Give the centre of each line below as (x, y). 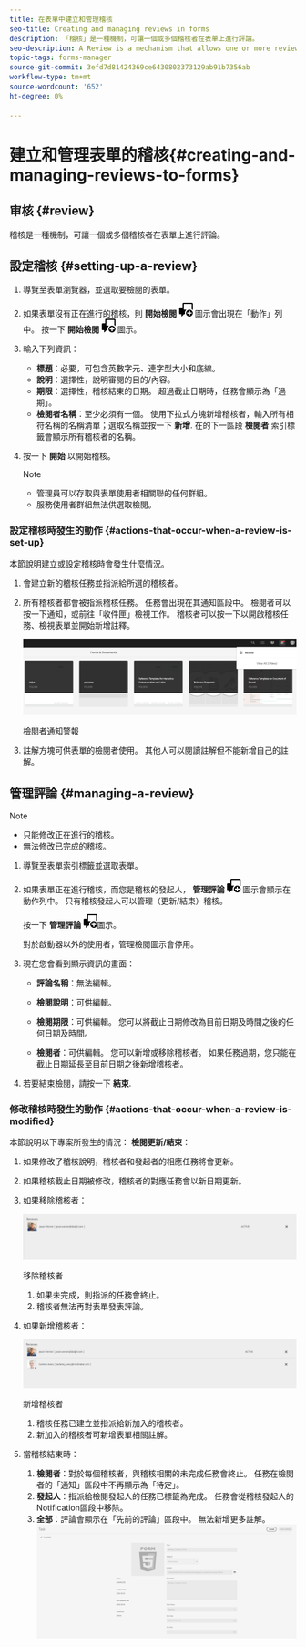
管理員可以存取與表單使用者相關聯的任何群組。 (124, 494)
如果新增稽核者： (55, 1325)
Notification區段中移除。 (82, 1508)
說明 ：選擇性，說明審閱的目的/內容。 (106, 380)
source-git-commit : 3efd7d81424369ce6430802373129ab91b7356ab (130, 68)
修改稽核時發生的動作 (56, 1109)
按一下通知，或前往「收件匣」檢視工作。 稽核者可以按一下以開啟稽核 (151, 614)
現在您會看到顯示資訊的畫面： (78, 964)
